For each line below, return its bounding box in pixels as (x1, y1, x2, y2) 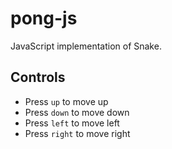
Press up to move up (24, 95, 109, 107)
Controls (10, 69, 66, 86)
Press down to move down (24, 106, 130, 118)
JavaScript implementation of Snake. (10, 40, 162, 52)
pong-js (10, 7, 78, 30)
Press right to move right (24, 127, 131, 139)
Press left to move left (24, 117, 120, 129)
